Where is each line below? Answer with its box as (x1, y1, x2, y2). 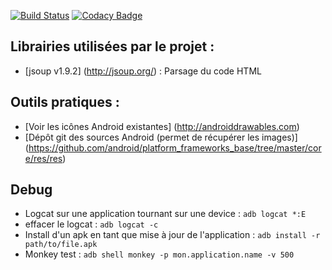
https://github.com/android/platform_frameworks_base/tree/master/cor (28, 141, 322, 154)
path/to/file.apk (24, 240, 98, 250)
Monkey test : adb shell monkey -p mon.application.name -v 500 (24, 248, 295, 260)
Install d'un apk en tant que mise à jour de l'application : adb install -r (24, 229, 321, 241)
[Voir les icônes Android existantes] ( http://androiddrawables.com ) (24, 120, 300, 132)
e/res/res (24, 152, 63, 164)
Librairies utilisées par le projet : (10, 38, 215, 55)
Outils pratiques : (10, 94, 120, 111)
